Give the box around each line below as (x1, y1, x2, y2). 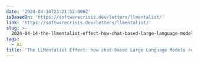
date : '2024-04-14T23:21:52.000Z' (6, 8, 91, 15)
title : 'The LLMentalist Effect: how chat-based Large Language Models (6, 47, 186, 53)
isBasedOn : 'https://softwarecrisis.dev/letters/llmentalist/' (6, 14, 165, 20)
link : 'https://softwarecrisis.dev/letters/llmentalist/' (6, 19, 151, 25)
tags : (6, 36, 19, 42)
